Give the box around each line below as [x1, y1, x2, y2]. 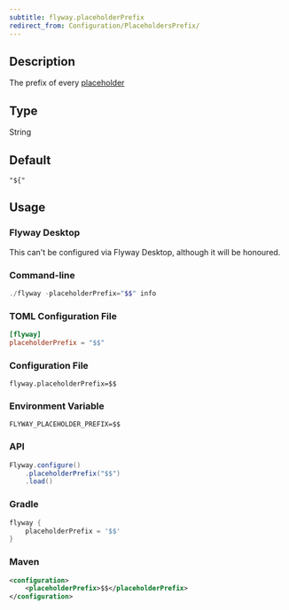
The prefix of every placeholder [9, 77, 125, 89]
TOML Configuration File [9, 309, 117, 322]
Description [9, 54, 75, 69]
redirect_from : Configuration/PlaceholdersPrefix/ [9, 21, 200, 30]
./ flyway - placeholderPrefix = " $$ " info [9, 289, 157, 298]
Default [9, 152, 51, 168]
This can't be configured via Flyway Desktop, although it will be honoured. [9, 246, 281, 257]
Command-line [9, 269, 75, 281]
